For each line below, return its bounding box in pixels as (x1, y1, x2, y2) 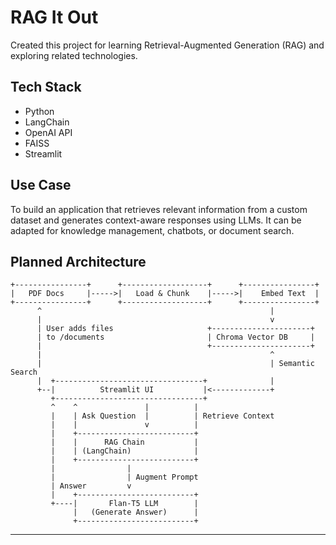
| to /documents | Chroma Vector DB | (36, 332, 315, 343)
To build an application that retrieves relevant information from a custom (10, 203, 308, 215)
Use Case (10, 177, 72, 194)
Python (24, 105, 55, 117)
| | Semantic (36, 359, 315, 369)
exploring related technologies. (10, 49, 138, 61)
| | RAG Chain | (50, 437, 199, 448)
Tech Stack (10, 79, 82, 96)
